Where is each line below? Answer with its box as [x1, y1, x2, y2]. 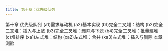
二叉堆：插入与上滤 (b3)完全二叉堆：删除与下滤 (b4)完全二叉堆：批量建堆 [5, 28, 158, 34]
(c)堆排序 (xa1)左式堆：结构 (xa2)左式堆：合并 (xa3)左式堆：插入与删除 [5, 34, 153, 40]
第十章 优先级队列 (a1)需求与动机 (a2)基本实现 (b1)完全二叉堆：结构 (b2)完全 [5, 21, 163, 27]
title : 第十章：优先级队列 [5, 7, 56, 12]
